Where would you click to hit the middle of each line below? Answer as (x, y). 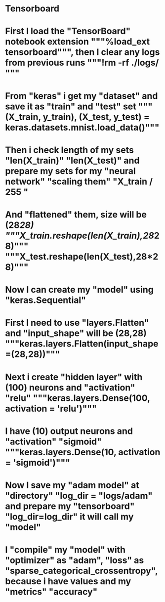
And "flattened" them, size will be (76, 214)
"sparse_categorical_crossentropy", (82, 571)
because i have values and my (68, 581)
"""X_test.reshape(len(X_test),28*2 (82, 256)
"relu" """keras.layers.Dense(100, (78, 398)
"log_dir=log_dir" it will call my (69, 516)
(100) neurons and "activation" (70, 387)
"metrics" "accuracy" (51, 592)
